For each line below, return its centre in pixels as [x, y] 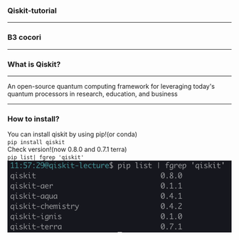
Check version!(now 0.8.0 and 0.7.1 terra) [67, 149]
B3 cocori [24, 38]
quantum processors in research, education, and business [92, 94]
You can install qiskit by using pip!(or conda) [72, 134]
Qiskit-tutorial [32, 11]
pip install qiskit [36, 143]
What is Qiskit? [34, 64]
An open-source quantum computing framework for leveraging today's [111, 86]
